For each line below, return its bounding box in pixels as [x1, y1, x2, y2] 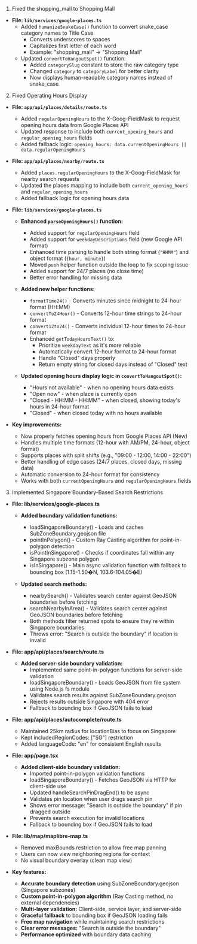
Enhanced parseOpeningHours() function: [20, 218, 124, 225]
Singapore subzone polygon [29, 555, 100, 562]
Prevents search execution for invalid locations [29, 815, 145, 821]
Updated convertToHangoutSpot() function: [20, 55, 126, 62]
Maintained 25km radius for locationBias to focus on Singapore [20, 728, 176, 734]
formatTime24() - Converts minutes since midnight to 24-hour [29, 297, 181, 304]
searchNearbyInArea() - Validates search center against [29, 605, 168, 612]
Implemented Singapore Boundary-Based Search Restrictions [11, 489, 163, 496]
